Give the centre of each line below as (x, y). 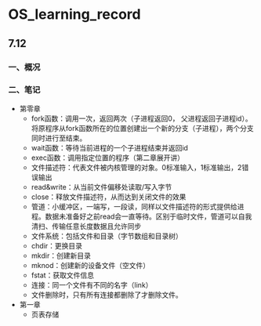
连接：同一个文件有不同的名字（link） (92, 284)
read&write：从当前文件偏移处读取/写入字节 (101, 187)
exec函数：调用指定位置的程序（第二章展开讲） (107, 158)
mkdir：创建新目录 (61, 255)
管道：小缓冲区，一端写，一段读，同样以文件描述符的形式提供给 (134, 206)
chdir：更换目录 (57, 245)
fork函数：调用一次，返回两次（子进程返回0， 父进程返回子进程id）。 (141, 118)
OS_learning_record (74, 14)
